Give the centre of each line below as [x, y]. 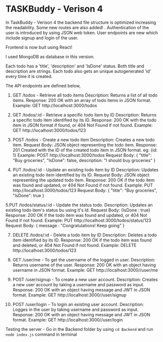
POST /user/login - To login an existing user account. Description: [78, 304]
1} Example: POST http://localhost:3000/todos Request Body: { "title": [82, 155]
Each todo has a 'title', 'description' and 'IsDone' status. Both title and [75, 66]
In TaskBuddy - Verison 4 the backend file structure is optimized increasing [81, 22]
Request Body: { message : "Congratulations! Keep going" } [65, 225]
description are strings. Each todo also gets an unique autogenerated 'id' [78, 71]
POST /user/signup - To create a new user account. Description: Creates [85, 279]
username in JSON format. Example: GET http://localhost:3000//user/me [85, 270]
